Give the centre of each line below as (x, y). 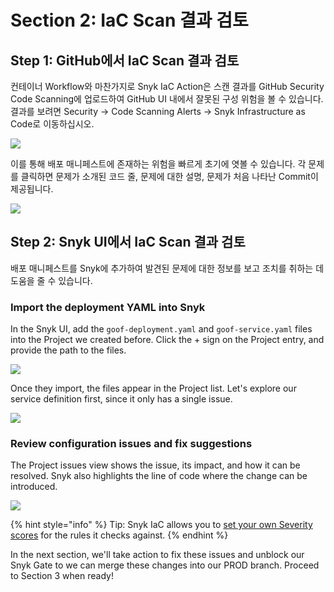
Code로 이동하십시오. (52, 124)
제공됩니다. (32, 189)
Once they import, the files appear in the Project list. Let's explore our (153, 388)
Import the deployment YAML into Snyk (108, 307)
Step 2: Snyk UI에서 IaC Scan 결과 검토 (128, 242)
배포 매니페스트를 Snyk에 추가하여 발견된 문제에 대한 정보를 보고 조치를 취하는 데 (167, 268)
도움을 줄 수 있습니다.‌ (51, 280)
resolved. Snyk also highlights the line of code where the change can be (159, 476)
